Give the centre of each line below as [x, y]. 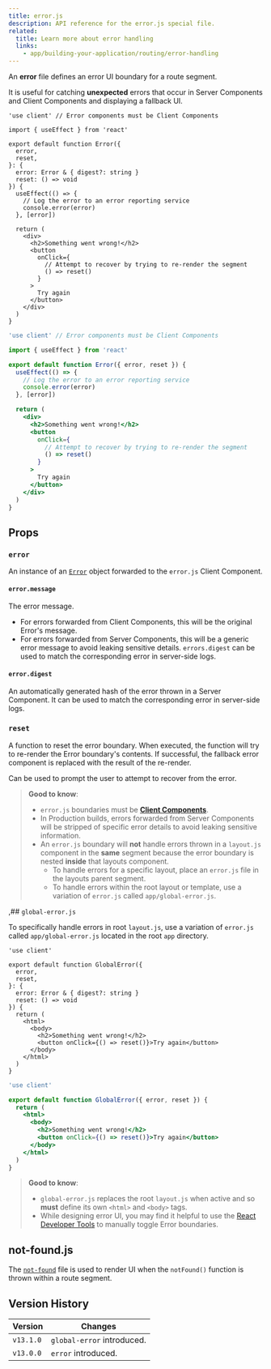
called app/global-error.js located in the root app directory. [108, 936]
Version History [49, 1304]
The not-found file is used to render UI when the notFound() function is [126, 1269]
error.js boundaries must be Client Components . [124, 809]
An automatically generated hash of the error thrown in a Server [115, 691]
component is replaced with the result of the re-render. [100, 762]
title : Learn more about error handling [85, 38]
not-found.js [41, 1250]
